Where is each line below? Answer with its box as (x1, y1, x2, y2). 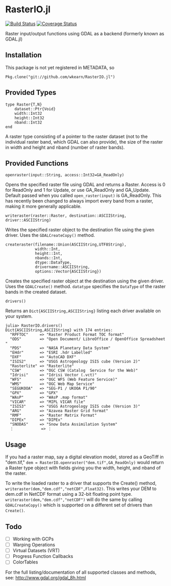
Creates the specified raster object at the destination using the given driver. (5, 278, 164, 284)
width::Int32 (14, 111, 42, 116)
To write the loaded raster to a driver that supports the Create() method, (5, 480, 157, 487)
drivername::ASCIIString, (35, 265, 90, 270)
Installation (5, 51, 42, 59)
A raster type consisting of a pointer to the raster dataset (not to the (5, 133, 148, 139)
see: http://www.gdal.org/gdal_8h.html (5, 575, 86, 581)
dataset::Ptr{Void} (14, 106, 56, 111)
